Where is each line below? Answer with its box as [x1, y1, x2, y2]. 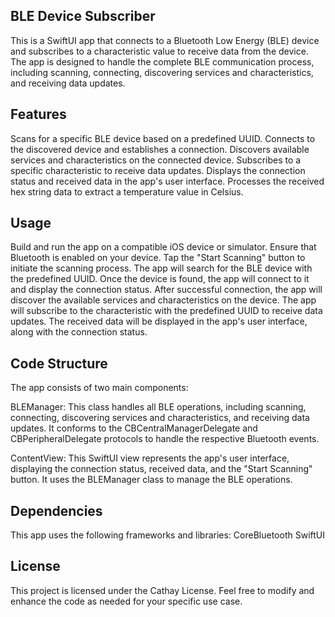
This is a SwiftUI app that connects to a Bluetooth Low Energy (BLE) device [10, 34, 320, 46]
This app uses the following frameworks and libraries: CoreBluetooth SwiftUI [10, 529, 325, 541]
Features [10, 106, 67, 123]
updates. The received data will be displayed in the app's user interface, [10, 315, 308, 328]
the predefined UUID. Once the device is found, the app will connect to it [10, 273, 310, 285]
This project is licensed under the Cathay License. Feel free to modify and [10, 584, 315, 596]
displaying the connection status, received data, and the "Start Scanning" [10, 463, 313, 475]
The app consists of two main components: [10, 382, 189, 394]
